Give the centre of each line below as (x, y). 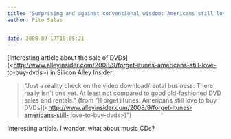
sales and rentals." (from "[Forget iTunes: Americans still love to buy (120, 100)
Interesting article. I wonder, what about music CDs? (81, 129)
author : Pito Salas (35, 20)
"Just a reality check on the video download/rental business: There (119, 86)
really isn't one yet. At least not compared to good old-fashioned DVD (123, 93)
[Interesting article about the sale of (58, 58)
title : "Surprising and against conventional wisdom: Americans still (110, 13)
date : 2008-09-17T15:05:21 (46, 39)
